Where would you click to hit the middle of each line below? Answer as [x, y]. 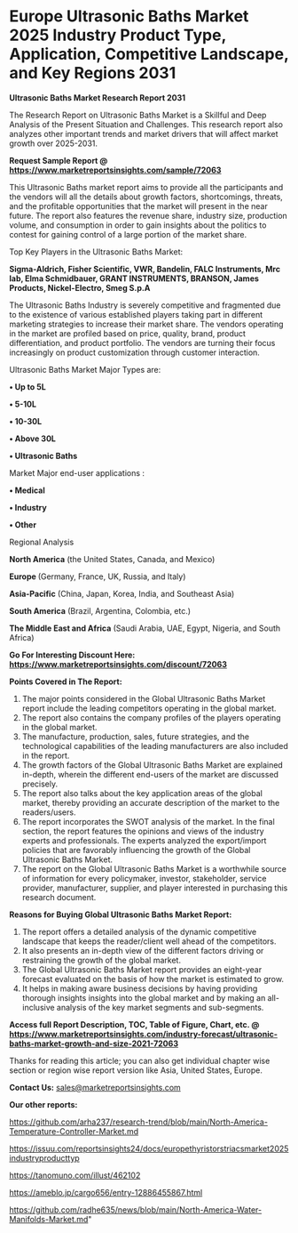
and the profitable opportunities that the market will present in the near [138, 205]
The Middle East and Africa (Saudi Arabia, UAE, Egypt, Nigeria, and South [145, 628]
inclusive [38, 1007]
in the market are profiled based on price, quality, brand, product [128, 333]
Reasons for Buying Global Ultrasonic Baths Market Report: [121, 915]
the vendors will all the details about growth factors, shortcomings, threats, [146, 197]
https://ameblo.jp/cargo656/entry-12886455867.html [106, 1192]
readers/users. [49, 812]
